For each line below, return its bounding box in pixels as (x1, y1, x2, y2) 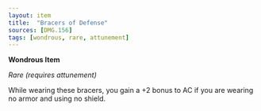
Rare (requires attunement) (8, 70, 98, 80)
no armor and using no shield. (8, 94, 106, 103)
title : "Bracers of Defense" (8, 19, 109, 27)
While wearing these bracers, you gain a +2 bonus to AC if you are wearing (8, 86, 254, 95)
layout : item (8, 11, 52, 20)
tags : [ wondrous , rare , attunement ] (8, 33, 129, 42)
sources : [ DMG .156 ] (8, 26, 73, 34)
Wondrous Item (8, 55, 61, 65)
